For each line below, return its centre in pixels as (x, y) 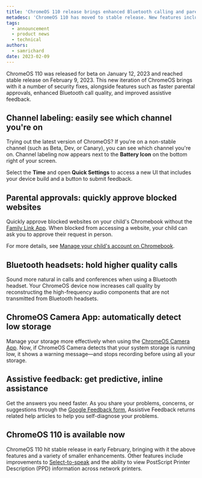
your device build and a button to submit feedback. (69, 179)
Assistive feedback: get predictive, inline (85, 379)
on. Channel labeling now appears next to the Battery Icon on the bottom (97, 154)
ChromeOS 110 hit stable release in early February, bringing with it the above (101, 449)
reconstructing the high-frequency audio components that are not (88, 292)
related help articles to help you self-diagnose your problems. (83, 416)
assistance (27, 389)
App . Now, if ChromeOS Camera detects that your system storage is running (101, 347)
